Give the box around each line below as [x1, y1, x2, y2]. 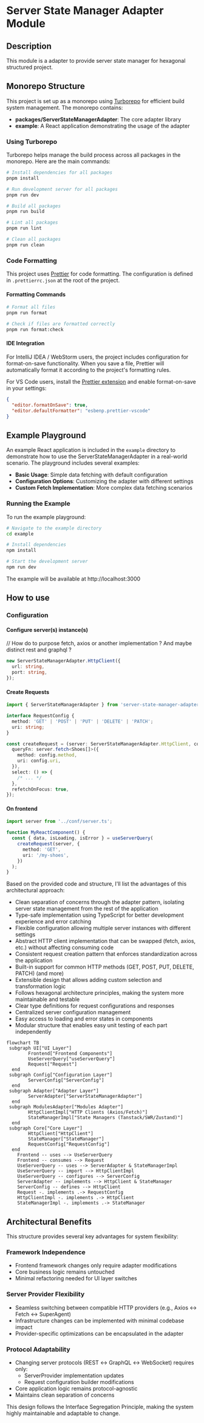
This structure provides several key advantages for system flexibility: [6, 1233, 178, 1240]
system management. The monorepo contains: [6, 104, 123, 111]
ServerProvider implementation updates [24, 1372, 124, 1379]
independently [15, 1028, 52, 1036]
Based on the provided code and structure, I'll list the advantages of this [6, 880, 187, 887]
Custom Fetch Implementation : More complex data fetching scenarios [15, 484, 193, 492]
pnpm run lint [6, 225, 42, 232]
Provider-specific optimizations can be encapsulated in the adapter [15, 1330, 184, 1337]
